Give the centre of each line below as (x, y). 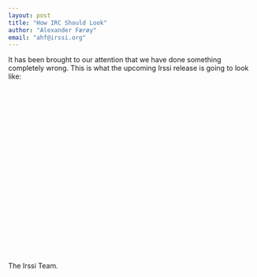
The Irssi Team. (33, 266)
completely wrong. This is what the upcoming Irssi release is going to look (128, 68)
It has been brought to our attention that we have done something (115, 60)
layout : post (30, 15)
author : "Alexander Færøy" (52, 30)
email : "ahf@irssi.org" (47, 37)
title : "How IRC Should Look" (58, 23)
